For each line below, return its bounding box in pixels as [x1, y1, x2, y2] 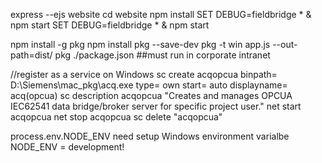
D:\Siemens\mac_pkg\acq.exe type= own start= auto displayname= [10, 79, 288, 91]
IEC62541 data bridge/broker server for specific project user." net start [10, 100, 302, 112]
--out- [272, 39, 298, 50]
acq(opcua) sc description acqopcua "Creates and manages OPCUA [10, 90, 293, 101]
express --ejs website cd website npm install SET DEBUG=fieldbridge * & [10, 9, 312, 20]
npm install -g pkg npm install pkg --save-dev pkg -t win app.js [10, 39, 271, 50]
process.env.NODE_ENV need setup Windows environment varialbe [10, 130, 290, 142]
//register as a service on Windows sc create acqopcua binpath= [10, 69, 278, 80]
